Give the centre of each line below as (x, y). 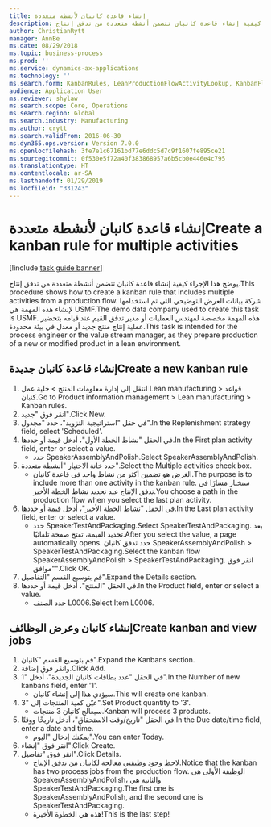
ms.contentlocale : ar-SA (51, 173)
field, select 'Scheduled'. (62, 431)
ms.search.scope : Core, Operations (69, 106)
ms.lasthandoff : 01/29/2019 (56, 181)
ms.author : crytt (38, 128)
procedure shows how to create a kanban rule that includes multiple (122, 292)
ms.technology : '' (40, 76)
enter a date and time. (57, 729)
